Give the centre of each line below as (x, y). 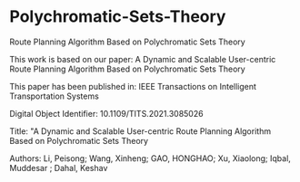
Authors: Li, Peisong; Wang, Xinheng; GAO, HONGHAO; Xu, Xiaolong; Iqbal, (150, 158)
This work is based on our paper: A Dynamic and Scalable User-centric (143, 59)
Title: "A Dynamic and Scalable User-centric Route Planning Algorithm (140, 131)
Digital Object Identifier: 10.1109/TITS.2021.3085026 (106, 113)
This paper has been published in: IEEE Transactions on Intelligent (133, 86)
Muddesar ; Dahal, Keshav (59, 168)
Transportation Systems (55, 96)
